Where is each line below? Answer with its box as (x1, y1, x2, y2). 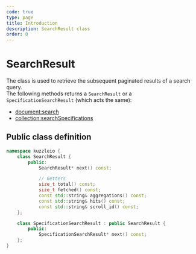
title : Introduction (6, 20, 58, 26)
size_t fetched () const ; (38, 187, 101, 193)
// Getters (38, 176, 66, 182)
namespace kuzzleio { (6, 148, 61, 154)
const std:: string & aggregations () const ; (38, 192, 147, 198)
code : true (6, 8, 34, 15)
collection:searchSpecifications (14, 115, 93, 122)
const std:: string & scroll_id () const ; (38, 203, 139, 210)
